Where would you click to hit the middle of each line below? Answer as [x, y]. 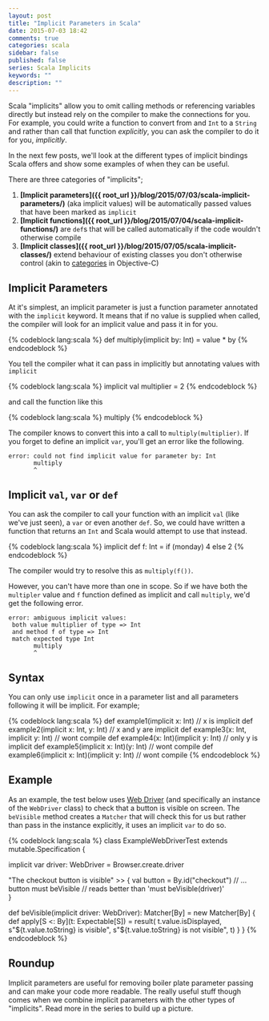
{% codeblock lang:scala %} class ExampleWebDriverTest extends [118, 840]
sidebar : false [34, 53]
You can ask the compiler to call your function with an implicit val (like [124, 515]
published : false [37, 61]
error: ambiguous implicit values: [68, 618]
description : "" [35, 83]
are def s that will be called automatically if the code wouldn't [160, 228]
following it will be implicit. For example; [74, 705]
